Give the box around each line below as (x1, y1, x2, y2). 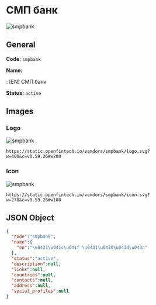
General (6, 40, 36, 50)
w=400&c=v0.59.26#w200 (6, 153, 61, 160)
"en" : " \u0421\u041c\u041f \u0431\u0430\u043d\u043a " (16, 245, 148, 251)
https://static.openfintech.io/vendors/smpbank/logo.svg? (6, 149, 150, 155)
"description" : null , (11, 261, 61, 267)
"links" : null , (11, 266, 46, 272)
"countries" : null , (11, 272, 57, 278)
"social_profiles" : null (11, 288, 69, 294)
